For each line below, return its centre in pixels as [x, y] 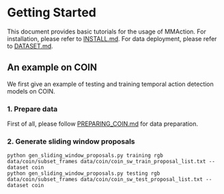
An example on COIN [52, 67]
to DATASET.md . [30, 46]
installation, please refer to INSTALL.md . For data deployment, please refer [112, 38]
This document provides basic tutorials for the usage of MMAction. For [107, 31]
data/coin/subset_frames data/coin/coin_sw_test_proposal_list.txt [105, 180]
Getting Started [52, 13]
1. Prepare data [32, 109]
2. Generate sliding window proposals [71, 141]
